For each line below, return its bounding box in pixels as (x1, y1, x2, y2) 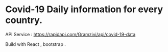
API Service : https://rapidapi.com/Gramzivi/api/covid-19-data (5, 31, 136, 37)
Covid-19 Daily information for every (5, 4, 163, 15)
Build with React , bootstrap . (5, 41, 66, 47)
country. (5, 14, 42, 26)
